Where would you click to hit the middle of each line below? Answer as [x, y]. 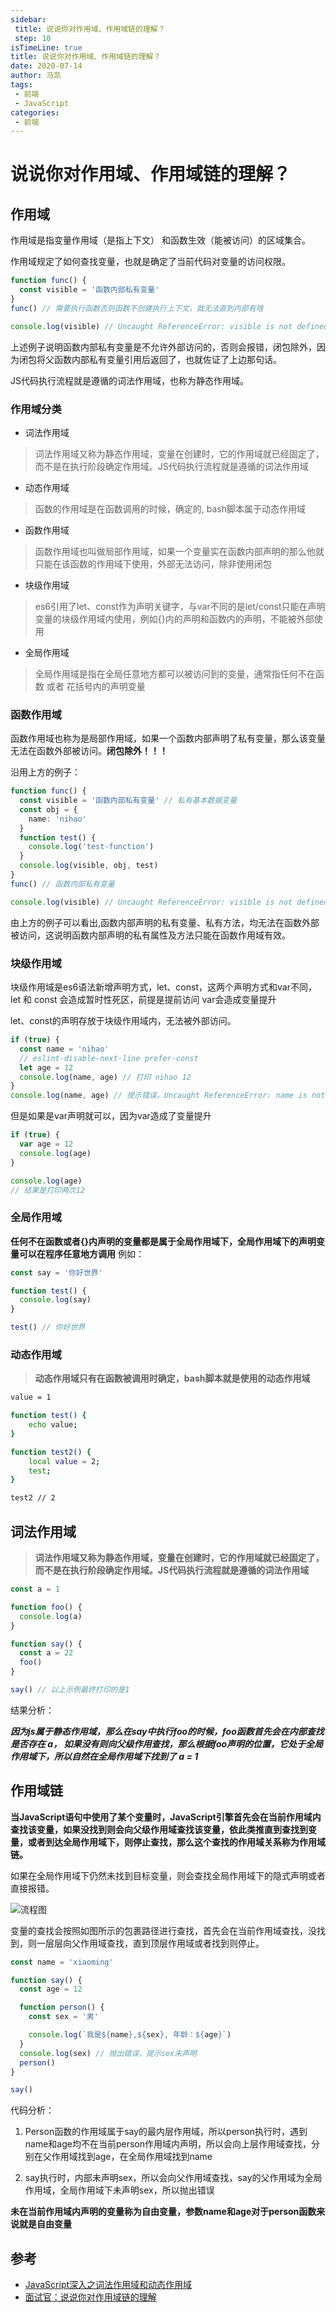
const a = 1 [35, 1589]
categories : [35, 112]
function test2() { [51, 1452]
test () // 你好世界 [48, 1327]
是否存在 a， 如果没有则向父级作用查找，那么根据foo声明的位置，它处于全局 [167, 1743]
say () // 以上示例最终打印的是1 [70, 1690]
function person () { [62, 2007]
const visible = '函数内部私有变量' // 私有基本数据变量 [128, 801]
